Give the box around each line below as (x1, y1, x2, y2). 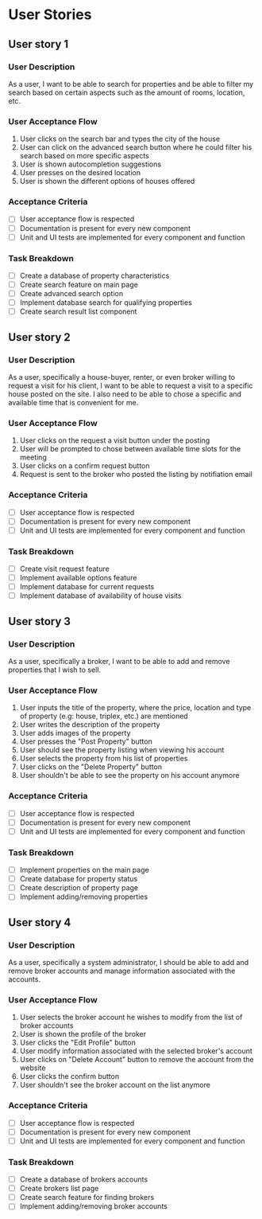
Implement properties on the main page (19, 865, 149, 875)
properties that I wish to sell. (8, 665, 102, 674)
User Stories (8, 6, 92, 24)
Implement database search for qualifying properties (19, 298, 192, 307)
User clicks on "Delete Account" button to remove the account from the (19, 1055, 254, 1065)
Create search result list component (19, 307, 137, 316)
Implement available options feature (19, 573, 137, 583)
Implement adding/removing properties (19, 892, 148, 901)
